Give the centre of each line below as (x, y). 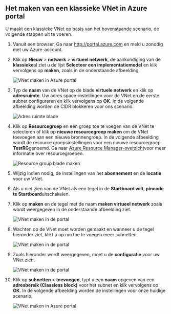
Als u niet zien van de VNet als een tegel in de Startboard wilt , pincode (88, 188)
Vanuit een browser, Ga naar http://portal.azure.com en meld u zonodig (88, 44)
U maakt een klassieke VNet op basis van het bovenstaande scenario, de (82, 29)
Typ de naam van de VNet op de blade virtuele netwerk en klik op (83, 90)
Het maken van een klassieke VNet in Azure (76, 8)
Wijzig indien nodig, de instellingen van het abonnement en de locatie (87, 173)
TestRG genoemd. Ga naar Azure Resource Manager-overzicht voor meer (89, 148)
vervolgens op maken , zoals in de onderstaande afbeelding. (76, 70)
